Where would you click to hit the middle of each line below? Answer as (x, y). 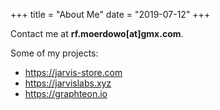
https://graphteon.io (66, 93)
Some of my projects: (54, 53)
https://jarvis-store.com (73, 72)
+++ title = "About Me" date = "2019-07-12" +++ (110, 14)
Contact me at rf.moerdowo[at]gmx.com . (97, 33)
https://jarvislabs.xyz (68, 83)
